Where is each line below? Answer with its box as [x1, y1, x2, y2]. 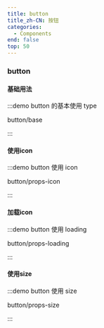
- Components [13, 30, 52, 37]
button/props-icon [7, 177, 61, 186]
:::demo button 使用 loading [7, 225, 87, 233]
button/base [7, 115, 43, 124]
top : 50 [7, 43, 30, 50]
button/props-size [7, 301, 60, 309]
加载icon [7, 208, 33, 216]
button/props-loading [7, 239, 70, 247]
